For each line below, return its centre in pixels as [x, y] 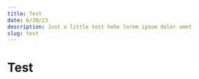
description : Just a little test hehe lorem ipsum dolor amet [99, 27]
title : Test [24, 14]
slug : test [23, 33]
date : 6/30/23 [28, 20]
